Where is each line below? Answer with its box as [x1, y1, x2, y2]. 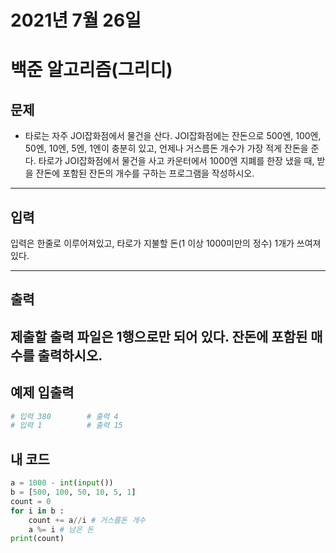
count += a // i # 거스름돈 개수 [28, 515, 147, 525]
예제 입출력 [10, 384, 75, 401]
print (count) [10, 534, 65, 544]
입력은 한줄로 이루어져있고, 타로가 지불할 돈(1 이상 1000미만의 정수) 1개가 [10, 237, 295, 249]
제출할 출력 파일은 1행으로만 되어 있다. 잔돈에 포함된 [10, 328, 308, 345]
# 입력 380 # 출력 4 [10, 411, 119, 421]
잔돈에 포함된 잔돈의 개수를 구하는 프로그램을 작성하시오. [35, 167, 255, 180]
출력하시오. [37, 347, 103, 364]
